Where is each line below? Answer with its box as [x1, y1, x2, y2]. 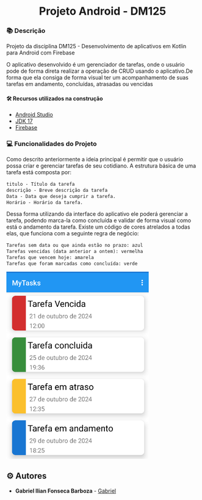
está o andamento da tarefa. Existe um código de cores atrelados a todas [6, 223, 190, 230]
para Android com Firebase [6, 49, 75, 56]
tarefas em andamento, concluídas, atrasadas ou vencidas [6, 81, 154, 88]
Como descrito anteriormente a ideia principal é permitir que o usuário [6, 155, 184, 163]
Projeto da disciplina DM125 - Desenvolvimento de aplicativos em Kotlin [6, 43, 187, 50]
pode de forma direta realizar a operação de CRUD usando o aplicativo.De [6, 67, 193, 75]
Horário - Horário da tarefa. [6, 199, 84, 205]
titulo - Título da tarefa [6, 181, 75, 187]
